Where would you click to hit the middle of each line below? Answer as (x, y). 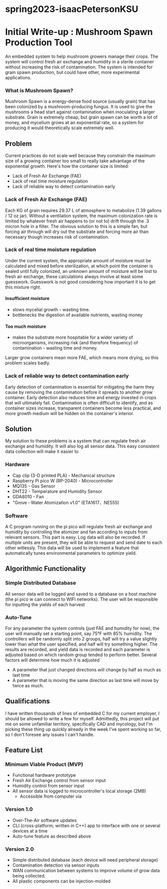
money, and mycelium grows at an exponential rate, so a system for (75, 123)
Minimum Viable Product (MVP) (44, 764)
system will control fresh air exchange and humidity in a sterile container (80, 62)
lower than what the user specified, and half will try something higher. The (82, 644)
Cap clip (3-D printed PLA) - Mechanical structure (64, 475)
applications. (18, 78)
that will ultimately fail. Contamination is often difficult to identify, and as (79, 403)
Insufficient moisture (27, 298)
